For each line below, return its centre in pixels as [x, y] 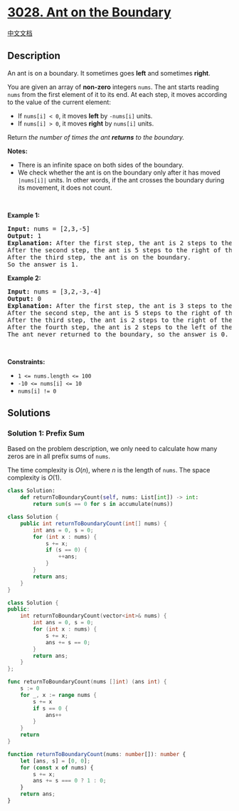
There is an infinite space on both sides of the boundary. [101, 165]
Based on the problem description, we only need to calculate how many [112, 449]
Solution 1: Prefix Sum [46, 433]
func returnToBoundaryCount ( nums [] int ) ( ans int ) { [87, 682]
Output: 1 [24, 236]
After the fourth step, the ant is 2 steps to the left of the [120, 327]
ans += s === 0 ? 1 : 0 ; [70, 781]
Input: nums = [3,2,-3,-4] [54, 291]
